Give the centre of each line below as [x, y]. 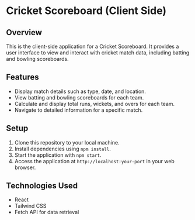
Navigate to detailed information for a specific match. [79, 110]
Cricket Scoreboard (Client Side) [86, 11]
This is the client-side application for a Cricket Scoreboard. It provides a [93, 46]
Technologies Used [42, 186]
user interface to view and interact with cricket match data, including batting [98, 53]
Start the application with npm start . [58, 155]
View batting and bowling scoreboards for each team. [79, 97]
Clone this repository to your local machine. [67, 142]
